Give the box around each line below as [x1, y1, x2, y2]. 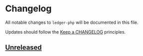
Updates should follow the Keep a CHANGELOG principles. [5, 29, 126, 35]
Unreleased [5, 43, 42, 52]
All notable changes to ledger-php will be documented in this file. [5, 19, 139, 25]
